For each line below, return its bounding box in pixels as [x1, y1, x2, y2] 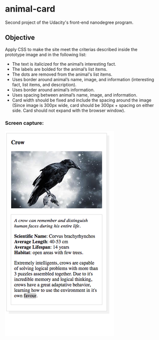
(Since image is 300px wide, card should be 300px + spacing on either [12, 102, 154, 108]
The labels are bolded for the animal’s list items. [12, 66, 108, 72]
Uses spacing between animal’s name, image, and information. [12, 92, 137, 98]
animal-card [5, 3, 56, 15]
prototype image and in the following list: [5, 51, 87, 57]
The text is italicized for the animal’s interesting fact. [12, 61, 116, 67]
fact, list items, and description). [12, 82, 77, 87]
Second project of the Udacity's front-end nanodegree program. [5, 19, 134, 25]
